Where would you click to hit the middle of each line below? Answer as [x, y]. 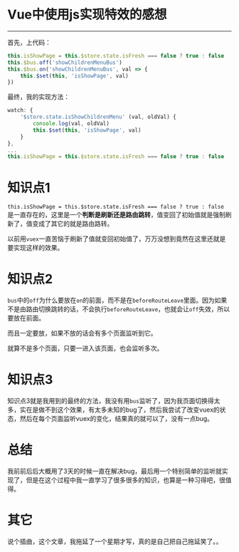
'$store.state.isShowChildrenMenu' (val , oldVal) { [98, 117]
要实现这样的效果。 [36, 248]
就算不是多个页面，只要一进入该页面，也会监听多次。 [85, 348]
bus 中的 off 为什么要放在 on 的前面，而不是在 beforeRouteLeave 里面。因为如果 [117, 301]
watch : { [20, 110]
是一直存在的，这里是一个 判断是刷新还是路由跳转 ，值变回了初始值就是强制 [116, 215]
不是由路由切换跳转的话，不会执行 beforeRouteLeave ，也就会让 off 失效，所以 [119, 309]
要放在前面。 [26, 318]
